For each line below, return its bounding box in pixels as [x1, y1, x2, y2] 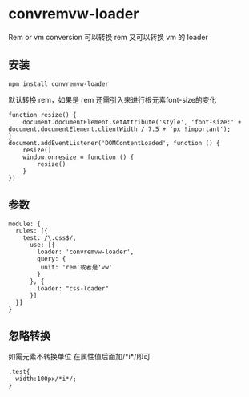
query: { [37, 254, 66, 263]
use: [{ [29, 241, 56, 249]
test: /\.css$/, [22, 233, 78, 241]
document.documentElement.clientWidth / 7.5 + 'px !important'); [8, 125, 231, 133]
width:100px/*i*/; [15, 375, 78, 383]
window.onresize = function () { [22, 153, 135, 161]
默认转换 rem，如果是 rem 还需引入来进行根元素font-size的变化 [8, 95, 217, 104]
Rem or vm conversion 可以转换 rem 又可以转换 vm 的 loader [8, 32, 208, 42]
